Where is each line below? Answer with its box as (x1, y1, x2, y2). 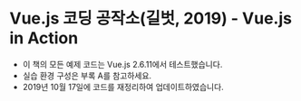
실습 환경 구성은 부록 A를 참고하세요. (22, 69, 152, 81)
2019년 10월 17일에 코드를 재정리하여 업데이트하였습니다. (22, 81, 224, 92)
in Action (9, 28, 79, 49)
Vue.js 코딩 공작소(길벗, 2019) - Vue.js (9, 8, 293, 29)
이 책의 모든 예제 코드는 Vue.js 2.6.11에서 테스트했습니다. (22, 59, 223, 69)
